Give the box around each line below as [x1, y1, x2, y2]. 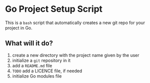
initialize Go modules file [12, 73, 62, 79]
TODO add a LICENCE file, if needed [12, 68, 82, 74]
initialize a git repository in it [12, 57, 71, 63]
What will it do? [5, 39, 53, 48]
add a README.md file [12, 62, 52, 68]
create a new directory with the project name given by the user [12, 52, 140, 58]
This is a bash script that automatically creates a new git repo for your [5, 20, 146, 26]
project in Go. [5, 25, 33, 30]
